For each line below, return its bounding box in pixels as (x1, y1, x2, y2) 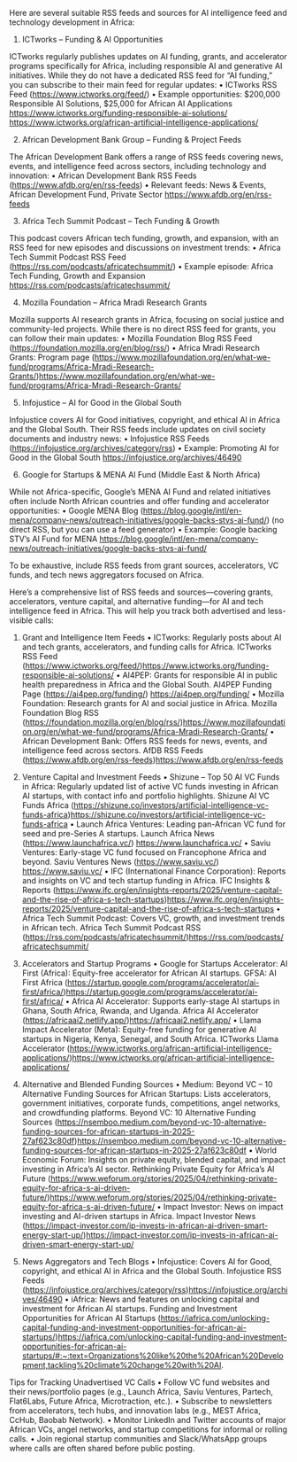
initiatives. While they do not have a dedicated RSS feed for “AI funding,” (9, 70, 272, 81)
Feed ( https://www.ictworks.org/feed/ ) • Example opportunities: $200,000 (9, 89, 281, 99)
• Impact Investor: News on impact (156, 1201, 284, 1212)
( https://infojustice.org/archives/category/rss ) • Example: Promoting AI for (9, 443, 280, 453)
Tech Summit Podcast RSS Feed (9, 252, 126, 262)
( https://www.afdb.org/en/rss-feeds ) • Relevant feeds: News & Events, (9, 180, 267, 190)
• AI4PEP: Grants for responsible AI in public (116, 670, 278, 680)
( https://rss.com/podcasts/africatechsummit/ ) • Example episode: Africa (9, 261, 274, 271)
